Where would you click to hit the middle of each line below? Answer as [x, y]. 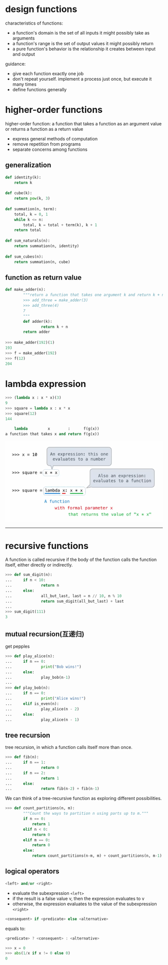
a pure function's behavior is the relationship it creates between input [84, 49]
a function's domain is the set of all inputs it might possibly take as [81, 33]
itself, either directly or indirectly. [39, 565]
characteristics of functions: [34, 23]
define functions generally [39, 89]
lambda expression [46, 384]
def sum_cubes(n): [24, 257]
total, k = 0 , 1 [31, 214]
